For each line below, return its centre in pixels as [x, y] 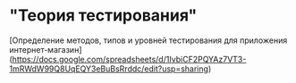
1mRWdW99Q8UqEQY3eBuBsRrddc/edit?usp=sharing [109, 69]
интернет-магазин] [46, 49]
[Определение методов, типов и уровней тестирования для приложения [148, 40]
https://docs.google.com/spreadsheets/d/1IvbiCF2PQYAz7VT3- [129, 59]
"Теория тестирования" [103, 16]
